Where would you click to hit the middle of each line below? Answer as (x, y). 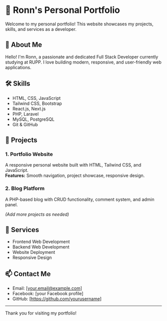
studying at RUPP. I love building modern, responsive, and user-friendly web (83, 62)
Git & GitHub (25, 124)
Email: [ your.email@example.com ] (47, 288)
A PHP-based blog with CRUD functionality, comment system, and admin (80, 199)
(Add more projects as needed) (37, 214)
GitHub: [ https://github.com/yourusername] (57, 299)
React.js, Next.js (29, 108)
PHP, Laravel (25, 114)
